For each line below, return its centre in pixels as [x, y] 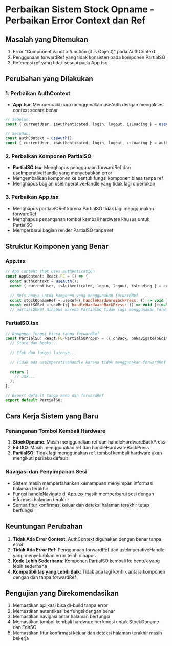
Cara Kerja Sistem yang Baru [52, 417]
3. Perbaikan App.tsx [32, 197]
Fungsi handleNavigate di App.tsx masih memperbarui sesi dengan [83, 494]
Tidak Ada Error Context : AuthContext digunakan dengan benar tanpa [87, 539]
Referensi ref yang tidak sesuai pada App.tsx [60, 62]
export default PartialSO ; [34, 400]
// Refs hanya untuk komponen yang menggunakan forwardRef [74, 296]
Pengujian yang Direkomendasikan [62, 593]
